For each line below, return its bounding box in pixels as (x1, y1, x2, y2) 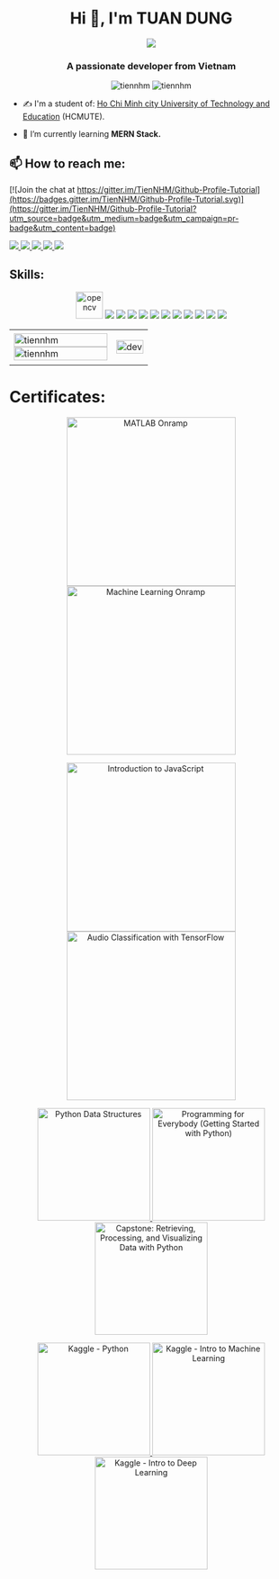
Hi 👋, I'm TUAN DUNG (69, 8, 233, 29)
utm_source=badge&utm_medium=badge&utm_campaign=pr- (9, 213, 239, 224)
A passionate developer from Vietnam (66, 59, 237, 72)
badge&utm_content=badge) (9, 222, 116, 233)
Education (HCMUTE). (22, 112, 105, 122)
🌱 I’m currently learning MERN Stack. (22, 129, 162, 140)
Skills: (9, 267, 45, 283)
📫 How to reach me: (9, 156, 126, 171)
